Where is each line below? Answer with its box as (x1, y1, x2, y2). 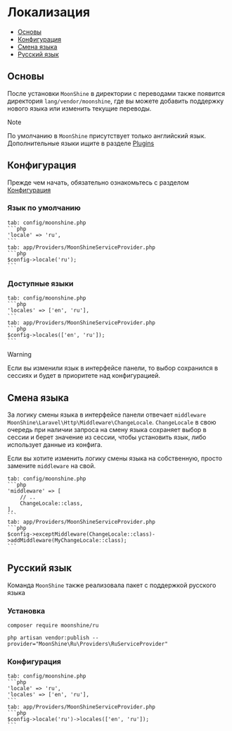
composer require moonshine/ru (7, 622, 99, 629)
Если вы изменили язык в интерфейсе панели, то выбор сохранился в (7, 364, 219, 372)
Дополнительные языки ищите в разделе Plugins (7, 139, 155, 147)
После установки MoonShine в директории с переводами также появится (7, 89, 225, 97)
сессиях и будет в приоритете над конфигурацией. (7, 371, 160, 380)
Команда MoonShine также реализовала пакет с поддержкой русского (7, 581, 217, 589)
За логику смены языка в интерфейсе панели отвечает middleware (7, 410, 207, 419)
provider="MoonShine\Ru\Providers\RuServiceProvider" (7, 641, 169, 648)
